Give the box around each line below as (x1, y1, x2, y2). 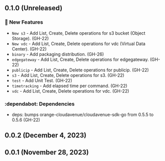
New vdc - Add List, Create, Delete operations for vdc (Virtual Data (11, 41, 146, 47)
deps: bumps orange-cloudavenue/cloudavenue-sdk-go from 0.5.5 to (11, 111, 154, 117)
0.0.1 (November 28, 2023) (4, 148, 89, 157)
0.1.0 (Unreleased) (4, 4, 63, 12)
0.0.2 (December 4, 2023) (4, 131, 87, 140)
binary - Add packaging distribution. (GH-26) (11, 51, 104, 57)
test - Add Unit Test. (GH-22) (11, 77, 73, 83)
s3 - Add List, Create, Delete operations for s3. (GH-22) (11, 72, 124, 78)
